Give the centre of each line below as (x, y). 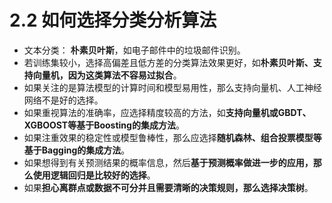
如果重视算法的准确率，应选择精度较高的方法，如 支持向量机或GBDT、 (167, 112)
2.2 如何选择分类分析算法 (113, 20)
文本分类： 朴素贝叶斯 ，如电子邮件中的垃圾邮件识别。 (134, 50)
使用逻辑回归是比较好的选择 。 (94, 175)
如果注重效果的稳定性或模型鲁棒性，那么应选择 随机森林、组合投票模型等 (172, 137)
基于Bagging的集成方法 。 (77, 150)
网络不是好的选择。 (63, 100)
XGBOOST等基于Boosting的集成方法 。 (104, 125)
